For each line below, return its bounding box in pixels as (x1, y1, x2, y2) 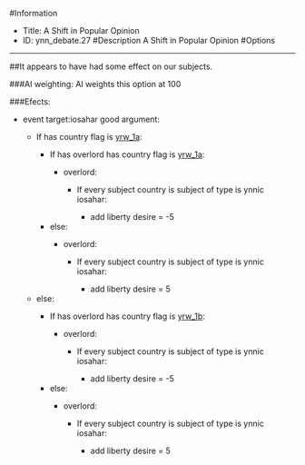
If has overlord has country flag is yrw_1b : (49, 311, 206, 322)
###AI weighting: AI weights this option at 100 (9, 79, 182, 89)
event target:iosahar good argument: (22, 114, 161, 124)
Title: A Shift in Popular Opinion (22, 25, 140, 35)
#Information (9, 8, 58, 18)
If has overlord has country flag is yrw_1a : (49, 149, 205, 160)
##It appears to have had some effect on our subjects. (9, 61, 213, 72)
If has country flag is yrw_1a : (35, 132, 143, 142)
